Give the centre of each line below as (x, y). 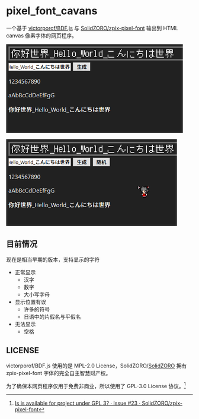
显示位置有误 (30, 301)
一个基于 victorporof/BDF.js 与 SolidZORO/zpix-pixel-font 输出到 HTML (92, 28)
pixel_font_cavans (52, 11)
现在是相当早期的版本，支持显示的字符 (53, 259)
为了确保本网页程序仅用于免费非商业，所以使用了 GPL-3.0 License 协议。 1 (96, 385)
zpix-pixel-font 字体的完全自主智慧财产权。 (59, 373)
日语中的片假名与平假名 (52, 316)
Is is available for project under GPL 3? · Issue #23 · (78, 403)
